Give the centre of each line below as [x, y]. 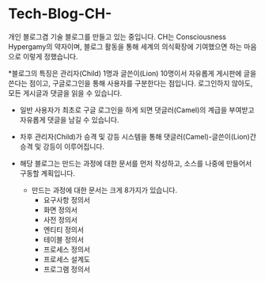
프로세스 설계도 [67, 259]
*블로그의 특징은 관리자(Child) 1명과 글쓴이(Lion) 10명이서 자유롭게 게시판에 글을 [132, 73]
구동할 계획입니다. [47, 173]
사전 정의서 [60, 219]
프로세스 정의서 [67, 249]
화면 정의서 [60, 210]
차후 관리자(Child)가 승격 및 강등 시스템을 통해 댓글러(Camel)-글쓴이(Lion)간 [138, 136]
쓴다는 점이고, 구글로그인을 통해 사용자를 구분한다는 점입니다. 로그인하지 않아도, [131, 83]
